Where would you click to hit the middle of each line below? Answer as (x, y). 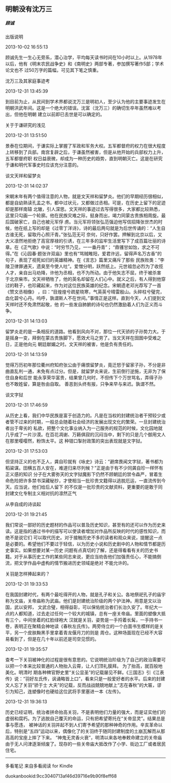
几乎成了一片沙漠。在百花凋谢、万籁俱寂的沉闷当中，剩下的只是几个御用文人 (85, 434)
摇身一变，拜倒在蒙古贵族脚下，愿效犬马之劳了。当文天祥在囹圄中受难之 (85, 338)
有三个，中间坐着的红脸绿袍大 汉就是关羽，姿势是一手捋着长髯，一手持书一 (84, 620)
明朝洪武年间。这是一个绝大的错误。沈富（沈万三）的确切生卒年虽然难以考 (83, 108)
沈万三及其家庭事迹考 (27, 81)
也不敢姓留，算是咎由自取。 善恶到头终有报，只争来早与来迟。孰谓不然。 (82, 384)
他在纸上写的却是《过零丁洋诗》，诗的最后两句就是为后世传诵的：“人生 (88, 228)
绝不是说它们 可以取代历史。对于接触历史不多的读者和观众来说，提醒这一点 (84, 538)
